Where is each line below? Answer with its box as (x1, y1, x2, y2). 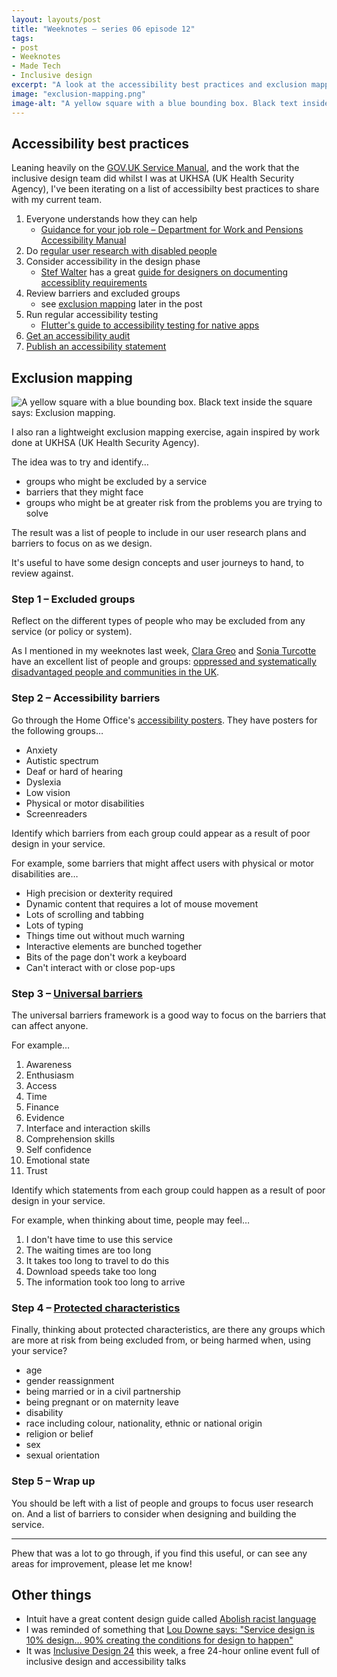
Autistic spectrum (25, 754, 99, 766)
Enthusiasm (25, 1069, 74, 1081)
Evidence (25, 1112, 65, 1124)
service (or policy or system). (11, 626, 133, 638)
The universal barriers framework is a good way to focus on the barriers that (11, 1009, 327, 1021)
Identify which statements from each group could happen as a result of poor (11, 1184, 326, 1196)
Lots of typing (25, 919, 84, 931)
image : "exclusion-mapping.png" (11, 89, 146, 99)
